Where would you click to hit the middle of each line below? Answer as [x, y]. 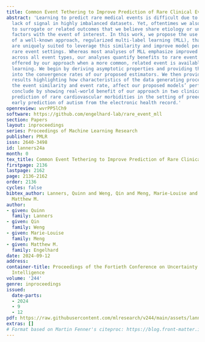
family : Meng [28, 238]
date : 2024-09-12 [28, 256]
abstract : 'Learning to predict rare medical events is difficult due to [102, 18]
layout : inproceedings [35, 126]
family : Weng [28, 227]
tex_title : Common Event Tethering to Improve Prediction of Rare [92, 159]
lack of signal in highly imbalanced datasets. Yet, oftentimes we [99, 23]
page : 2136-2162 [27, 176]
